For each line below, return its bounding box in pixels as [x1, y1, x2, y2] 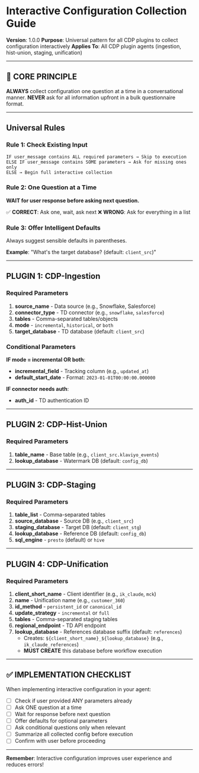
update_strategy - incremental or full [14, 609, 110, 616]
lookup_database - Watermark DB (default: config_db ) [14, 457, 148, 464]
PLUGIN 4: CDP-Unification [6, 559, 108, 569]
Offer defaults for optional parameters [14, 717, 108, 724]
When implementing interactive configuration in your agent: [6, 685, 152, 692]
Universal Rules [6, 123, 65, 133]
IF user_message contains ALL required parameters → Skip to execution [6, 154, 187, 160]
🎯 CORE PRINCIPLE [6, 72, 77, 82]
